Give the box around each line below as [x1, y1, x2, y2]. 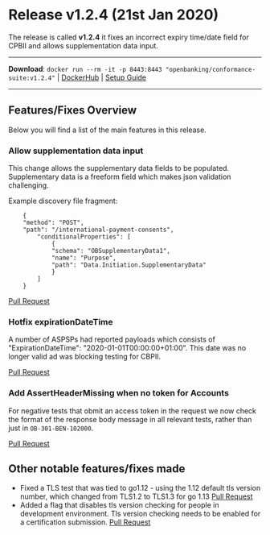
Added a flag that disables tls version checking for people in [19, 500, 219, 510]
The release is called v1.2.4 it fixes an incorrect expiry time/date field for [8, 32, 249, 42]
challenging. [8, 180, 50, 190]
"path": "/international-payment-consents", [22, 226, 174, 234]
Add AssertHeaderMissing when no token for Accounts [8, 388, 229, 399]
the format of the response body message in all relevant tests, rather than [8, 414, 252, 424]
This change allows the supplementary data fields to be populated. [8, 164, 230, 173]
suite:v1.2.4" [8, 74, 56, 82]
